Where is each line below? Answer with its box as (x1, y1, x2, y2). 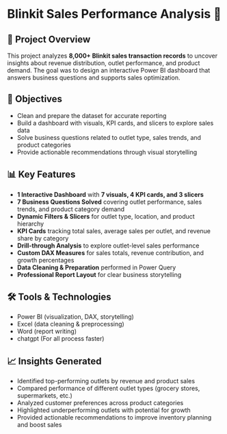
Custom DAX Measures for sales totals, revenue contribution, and (16, 248, 204, 256)
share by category (16, 234, 69, 242)
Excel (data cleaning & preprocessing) (16, 320, 124, 328)
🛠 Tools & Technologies (7, 291, 111, 303)
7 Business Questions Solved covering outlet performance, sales (16, 197, 202, 206)
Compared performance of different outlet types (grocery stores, (16, 384, 200, 393)
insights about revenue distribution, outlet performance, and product (7, 59, 200, 67)
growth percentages (16, 256, 75, 264)
